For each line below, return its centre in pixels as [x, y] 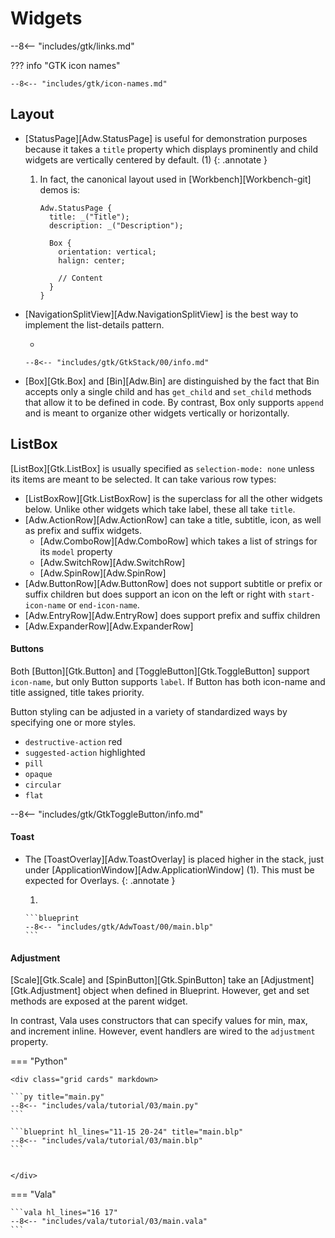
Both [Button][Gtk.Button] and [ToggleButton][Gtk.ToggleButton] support [160, 671]
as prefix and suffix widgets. [83, 530]
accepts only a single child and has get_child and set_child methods [168, 391]
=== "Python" [39, 1061]
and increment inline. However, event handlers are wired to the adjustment [163, 1031]
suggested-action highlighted [85, 752]
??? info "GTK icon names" [65, 65]
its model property [76, 551]
